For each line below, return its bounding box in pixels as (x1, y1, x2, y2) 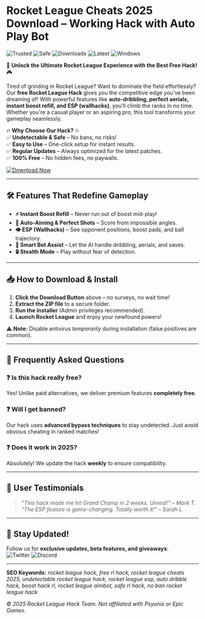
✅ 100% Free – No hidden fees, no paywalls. (6, 154, 119, 162)
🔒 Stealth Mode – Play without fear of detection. (15, 248, 136, 255)
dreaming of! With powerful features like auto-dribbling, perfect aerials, (6, 95, 189, 102)
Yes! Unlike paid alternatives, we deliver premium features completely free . (6, 390, 196, 397)
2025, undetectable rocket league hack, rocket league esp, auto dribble (6, 576, 187, 583)
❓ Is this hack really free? (6, 373, 82, 382)
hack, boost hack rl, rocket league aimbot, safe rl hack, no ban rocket (6, 582, 182, 589)
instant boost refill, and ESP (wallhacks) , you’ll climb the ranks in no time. (6, 102, 194, 109)
